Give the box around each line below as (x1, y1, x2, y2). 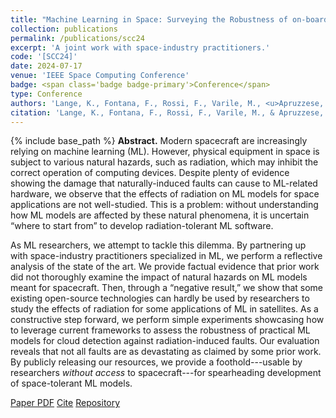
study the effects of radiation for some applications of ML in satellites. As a (10, 303, 319, 315)
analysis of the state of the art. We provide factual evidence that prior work (10, 261, 320, 273)
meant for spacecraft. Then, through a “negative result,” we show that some (10, 282, 324, 294)
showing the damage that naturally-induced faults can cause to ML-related (10, 177, 318, 190)
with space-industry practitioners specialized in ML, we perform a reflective (10, 250, 323, 262)
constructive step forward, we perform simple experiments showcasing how (10, 314, 325, 326)
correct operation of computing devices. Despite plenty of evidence (10, 167, 290, 179)
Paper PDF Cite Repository (10, 397, 121, 409)
